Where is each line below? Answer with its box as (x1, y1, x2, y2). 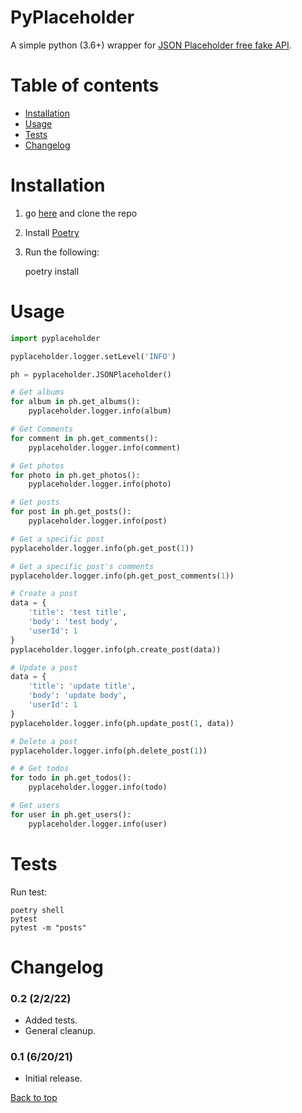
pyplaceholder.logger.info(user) (28, 819, 168, 829)
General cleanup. (24, 1025, 97, 1037)
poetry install (24, 265, 80, 277)
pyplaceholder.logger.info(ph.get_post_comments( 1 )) (10, 571, 235, 581)
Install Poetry (24, 226, 80, 238)
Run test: (10, 886, 48, 898)
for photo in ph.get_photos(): (10, 470, 141, 480)
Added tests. (24, 1014, 78, 1026)
